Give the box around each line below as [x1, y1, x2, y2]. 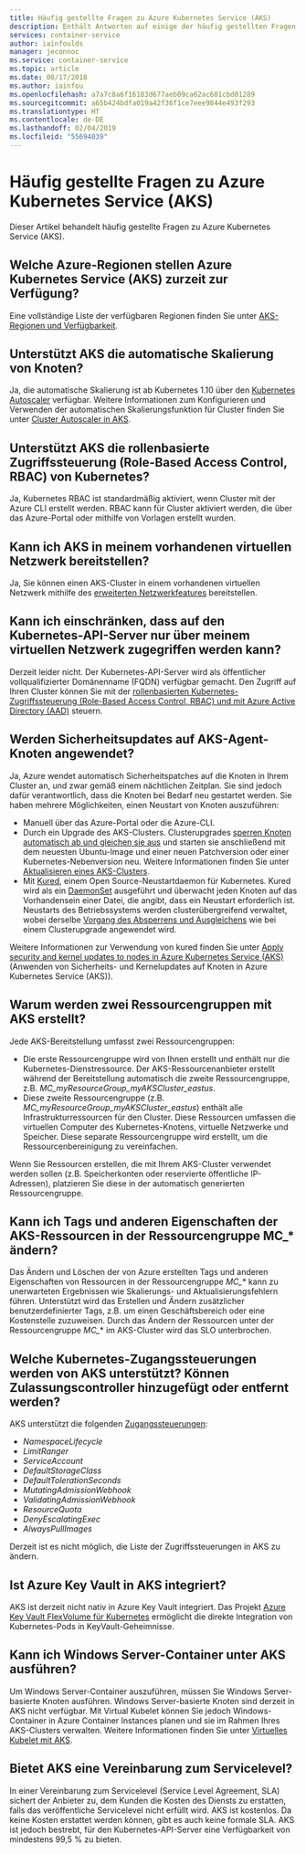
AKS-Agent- [196, 732, 269, 747]
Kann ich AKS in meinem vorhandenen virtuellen [9, 539, 292, 554]
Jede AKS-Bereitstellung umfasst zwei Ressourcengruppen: [9, 1036, 236, 1047]
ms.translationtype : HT [9, 107, 100, 116]
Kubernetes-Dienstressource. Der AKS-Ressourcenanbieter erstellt [22, 1063, 276, 1074]
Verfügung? [9, 286, 79, 301]
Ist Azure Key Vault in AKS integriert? [9, 1577, 227, 1593]
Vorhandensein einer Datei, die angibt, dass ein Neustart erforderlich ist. [22, 894, 295, 905]
